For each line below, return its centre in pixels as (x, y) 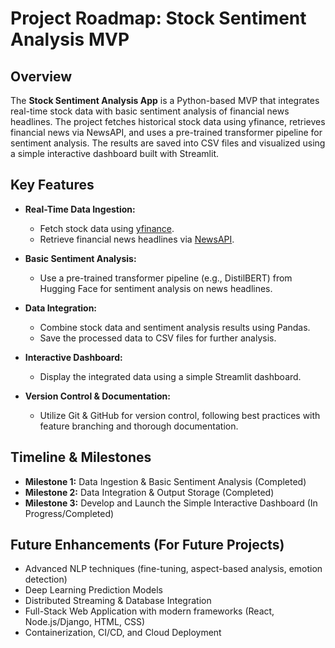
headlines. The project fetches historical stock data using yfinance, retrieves (168, 121)
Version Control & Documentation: (97, 396)
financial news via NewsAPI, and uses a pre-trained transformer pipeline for (166, 132)
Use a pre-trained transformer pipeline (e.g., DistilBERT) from (166, 278)
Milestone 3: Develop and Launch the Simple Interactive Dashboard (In (171, 503)
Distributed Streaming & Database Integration (118, 601)
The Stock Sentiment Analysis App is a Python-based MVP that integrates (165, 100)
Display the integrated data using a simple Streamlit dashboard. (170, 376)
